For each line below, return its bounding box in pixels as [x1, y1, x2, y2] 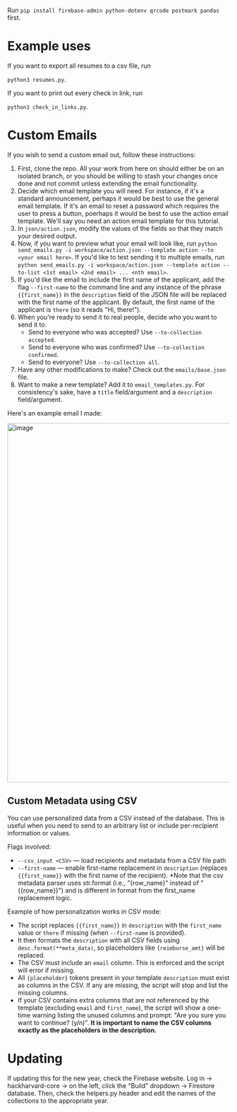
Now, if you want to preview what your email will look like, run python [17, 239, 217, 248]
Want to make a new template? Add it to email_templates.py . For [17, 380, 205, 389]
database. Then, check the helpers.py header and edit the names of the [7, 1089, 217, 1097]
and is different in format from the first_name [65, 886, 195, 895]
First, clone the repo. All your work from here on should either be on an [17, 164, 224, 172]
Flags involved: [7, 842, 51, 851]
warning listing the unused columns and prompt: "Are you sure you [32, 1010, 226, 1019]
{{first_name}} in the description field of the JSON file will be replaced [17, 290, 227, 298]
